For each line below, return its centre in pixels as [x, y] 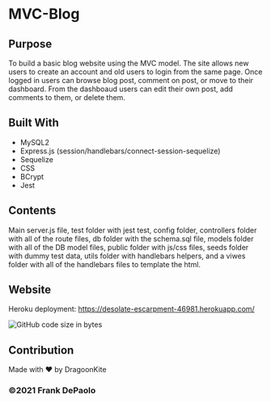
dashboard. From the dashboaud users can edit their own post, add [121, 89]
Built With [34, 123]
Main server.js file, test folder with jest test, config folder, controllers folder [133, 230]
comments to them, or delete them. [67, 97]
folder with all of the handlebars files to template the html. [104, 264]
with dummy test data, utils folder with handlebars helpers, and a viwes [127, 256]
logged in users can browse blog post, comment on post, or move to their [131, 80]
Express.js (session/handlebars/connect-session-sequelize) [120, 151]
